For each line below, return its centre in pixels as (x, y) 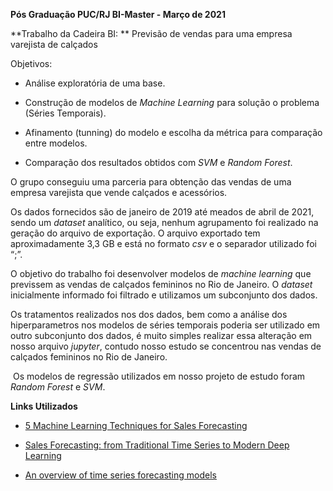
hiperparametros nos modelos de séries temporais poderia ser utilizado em (165, 325)
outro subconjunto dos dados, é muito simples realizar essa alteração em (161, 335)
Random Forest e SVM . (58, 387)
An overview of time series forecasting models (120, 475)
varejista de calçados (54, 44)
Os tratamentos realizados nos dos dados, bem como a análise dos (149, 314)
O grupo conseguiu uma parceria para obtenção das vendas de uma (151, 182)
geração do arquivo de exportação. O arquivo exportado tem (135, 233)
